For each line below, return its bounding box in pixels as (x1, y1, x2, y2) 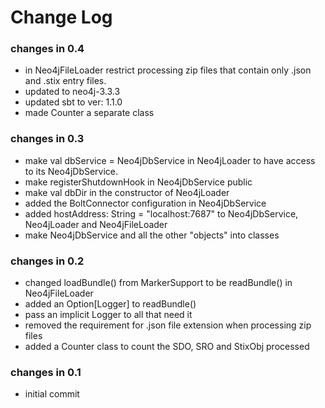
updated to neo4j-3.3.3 (24, 86, 121, 98)
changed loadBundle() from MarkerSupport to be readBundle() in (24, 277, 293, 289)
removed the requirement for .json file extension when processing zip (24, 319, 312, 331)
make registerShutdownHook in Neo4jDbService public (24, 176, 253, 188)
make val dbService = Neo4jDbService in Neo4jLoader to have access (24, 154, 316, 166)
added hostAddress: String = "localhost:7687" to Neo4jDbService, (24, 207, 299, 220)
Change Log (10, 6, 113, 29)
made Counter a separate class (24, 107, 155, 119)
